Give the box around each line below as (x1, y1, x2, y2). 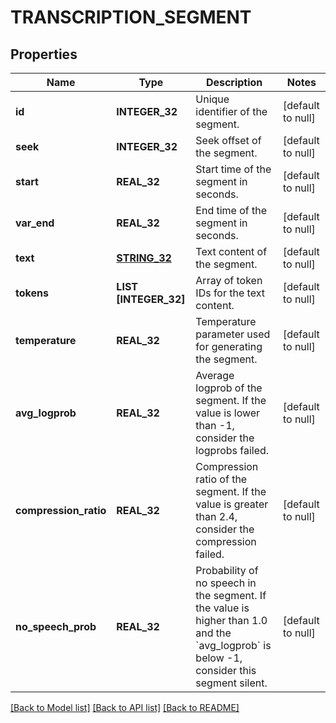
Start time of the (195, 162, 272, 176)
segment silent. (195, 676, 268, 690)
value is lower (195, 406, 261, 420)
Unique (195, 92, 230, 106)
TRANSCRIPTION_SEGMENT (10, 6, 252, 29)
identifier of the (195, 105, 268, 118)
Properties (10, 46, 78, 63)
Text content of (195, 245, 268, 258)
